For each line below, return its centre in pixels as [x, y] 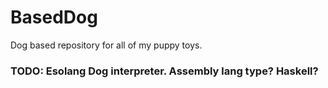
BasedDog [54, 17]
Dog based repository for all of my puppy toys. [106, 45]
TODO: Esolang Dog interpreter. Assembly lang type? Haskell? [164, 71]
